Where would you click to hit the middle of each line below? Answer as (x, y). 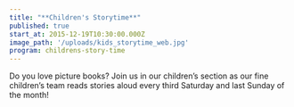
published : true (39, 26)
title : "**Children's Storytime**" (75, 17)
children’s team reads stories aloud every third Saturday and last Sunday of (147, 86)
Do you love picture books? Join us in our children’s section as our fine (139, 76)
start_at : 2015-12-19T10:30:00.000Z (77, 34)
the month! (29, 95)
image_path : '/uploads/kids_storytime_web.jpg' (99, 42)
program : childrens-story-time (67, 51)
